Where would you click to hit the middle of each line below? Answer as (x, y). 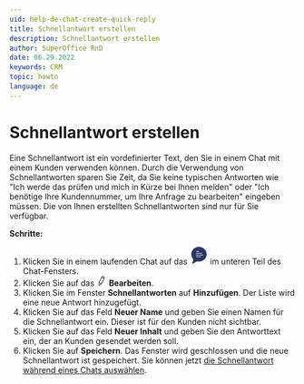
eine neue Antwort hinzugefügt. (82, 302)
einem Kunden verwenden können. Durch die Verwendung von (127, 167)
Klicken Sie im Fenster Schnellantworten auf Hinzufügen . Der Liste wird (158, 292)
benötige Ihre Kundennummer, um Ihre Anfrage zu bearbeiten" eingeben (145, 197)
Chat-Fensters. (50, 271)
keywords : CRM (36, 67)
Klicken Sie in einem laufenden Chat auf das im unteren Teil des (152, 261)
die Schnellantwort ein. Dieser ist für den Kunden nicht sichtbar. (142, 321)
